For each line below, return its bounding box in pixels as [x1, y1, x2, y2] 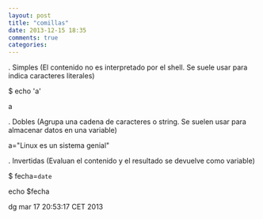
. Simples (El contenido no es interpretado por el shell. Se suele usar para [8, 62, 248, 72]
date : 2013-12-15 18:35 [8, 26, 87, 34]
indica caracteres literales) [8, 71, 95, 81]
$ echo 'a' [8, 86, 41, 96]
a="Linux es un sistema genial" [8, 141, 110, 150]
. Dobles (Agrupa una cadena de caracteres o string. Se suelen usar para [8, 117, 247, 126]
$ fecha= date [8, 172, 52, 181]
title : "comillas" [8, 19, 69, 27]
